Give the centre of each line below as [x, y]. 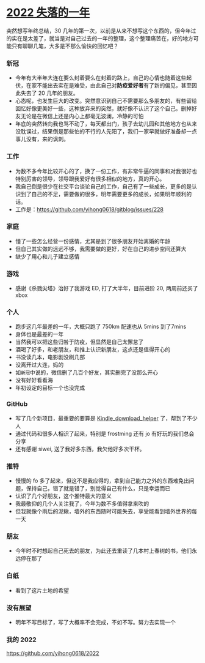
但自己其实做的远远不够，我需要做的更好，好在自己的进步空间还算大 [101, 249]
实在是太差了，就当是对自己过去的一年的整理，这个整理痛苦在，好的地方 [102, 38]
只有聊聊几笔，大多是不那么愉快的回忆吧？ [65, 46]
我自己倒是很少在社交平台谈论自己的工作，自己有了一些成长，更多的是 [103, 186]
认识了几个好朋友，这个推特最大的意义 [63, 496]
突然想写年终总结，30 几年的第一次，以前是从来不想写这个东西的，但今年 [99, 31]
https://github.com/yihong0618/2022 [53, 653]
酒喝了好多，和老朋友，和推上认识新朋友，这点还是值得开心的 [93, 350]
